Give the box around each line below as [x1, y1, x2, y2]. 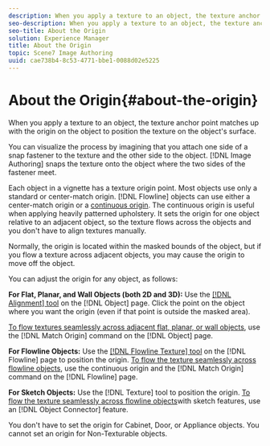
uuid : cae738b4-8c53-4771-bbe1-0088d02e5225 [8, 57, 160, 65]
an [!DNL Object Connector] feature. [8, 404, 129, 414]
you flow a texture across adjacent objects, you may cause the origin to [8, 250, 245, 260]
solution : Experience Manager [8, 34, 110, 43]
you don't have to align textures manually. [8, 226, 147, 235]
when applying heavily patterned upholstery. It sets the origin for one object [8, 208, 260, 218]
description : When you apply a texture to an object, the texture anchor [8, 11, 261, 20]
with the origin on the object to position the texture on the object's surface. [8, 126, 257, 136]
